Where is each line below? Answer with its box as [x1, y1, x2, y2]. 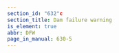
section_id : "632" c [7, 10, 63, 17]
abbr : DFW [7, 29, 36, 36]
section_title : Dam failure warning [7, 17, 112, 23]
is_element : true [7, 23, 57, 30]
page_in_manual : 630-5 [7, 36, 72, 43]
